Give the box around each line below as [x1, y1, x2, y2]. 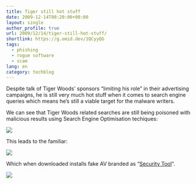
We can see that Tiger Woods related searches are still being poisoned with [6, 109, 191, 116]
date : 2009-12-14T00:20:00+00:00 [6, 14, 89, 20]
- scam [11, 58, 28, 64]
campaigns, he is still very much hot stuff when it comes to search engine [6, 91, 187, 98]
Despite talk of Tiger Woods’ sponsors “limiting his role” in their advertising [6, 85, 189, 92]
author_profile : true [6, 25, 60, 31]
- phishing [11, 47, 38, 53]
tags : [6, 42, 20, 48]
